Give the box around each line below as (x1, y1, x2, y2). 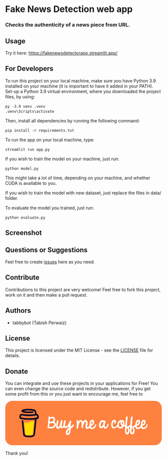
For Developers (5, 64, 54, 73)
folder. (5, 195, 18, 201)
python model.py (5, 166, 39, 171)
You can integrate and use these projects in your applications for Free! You (5, 381, 158, 387)
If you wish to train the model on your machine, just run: (5, 156, 120, 162)
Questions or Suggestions (5, 246, 88, 254)
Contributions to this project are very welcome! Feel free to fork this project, (5, 286, 161, 293)
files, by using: (5, 93, 35, 99)
